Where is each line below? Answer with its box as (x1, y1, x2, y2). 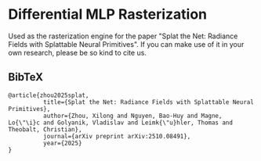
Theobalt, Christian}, (8, 125, 82, 134)
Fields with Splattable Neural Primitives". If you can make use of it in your (8, 39, 245, 48)
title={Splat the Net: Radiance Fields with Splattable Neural (42, 98, 255, 106)
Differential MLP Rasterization (8, 5, 208, 23)
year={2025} (42, 139, 82, 147)
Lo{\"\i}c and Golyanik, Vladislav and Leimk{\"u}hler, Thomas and (8, 119, 234, 127)
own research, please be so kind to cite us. (8, 48, 147, 57)
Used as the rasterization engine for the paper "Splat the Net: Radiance (8, 31, 238, 41)
